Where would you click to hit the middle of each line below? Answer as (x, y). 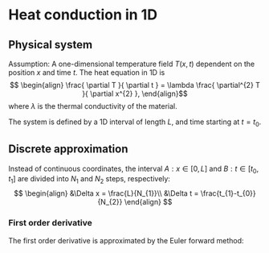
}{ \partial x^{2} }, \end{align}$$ (135, 93)
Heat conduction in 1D (83, 15)
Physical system (51, 45)
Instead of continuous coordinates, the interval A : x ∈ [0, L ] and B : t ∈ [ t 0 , (134, 169)
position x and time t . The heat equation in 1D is (87, 73)
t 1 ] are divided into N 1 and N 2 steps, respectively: (90, 180)
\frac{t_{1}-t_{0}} (228, 193)
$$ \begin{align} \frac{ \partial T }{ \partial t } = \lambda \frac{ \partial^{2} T (135, 85)
